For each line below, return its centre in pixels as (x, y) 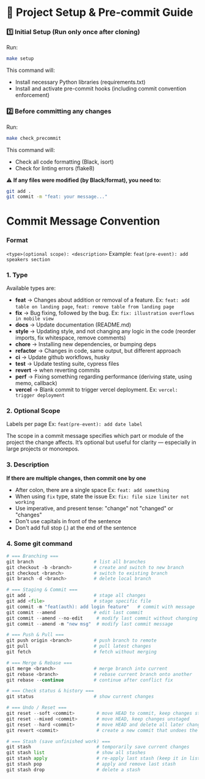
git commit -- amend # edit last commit (75, 612)
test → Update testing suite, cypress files (67, 364)
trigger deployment (40, 396)
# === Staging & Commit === (42, 590)
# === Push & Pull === (35, 635)
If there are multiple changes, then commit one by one (76, 478)
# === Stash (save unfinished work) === (59, 741)
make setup (20, 59)
